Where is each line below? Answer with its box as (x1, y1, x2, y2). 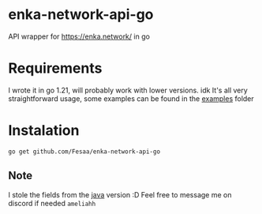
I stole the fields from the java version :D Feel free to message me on (8, 190, 232, 199)
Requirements (8, 59, 103, 77)
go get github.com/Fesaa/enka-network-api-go (8, 148, 160, 156)
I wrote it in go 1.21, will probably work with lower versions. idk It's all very (8, 85, 249, 95)
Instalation (8, 122, 80, 140)
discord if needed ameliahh (8, 198, 96, 208)
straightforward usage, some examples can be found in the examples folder (8, 93, 254, 103)
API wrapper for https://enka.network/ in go (8, 32, 150, 41)
